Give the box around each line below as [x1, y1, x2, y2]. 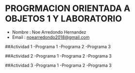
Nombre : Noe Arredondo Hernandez [12, 29, 86, 35]
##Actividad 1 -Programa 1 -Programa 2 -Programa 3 [5, 44, 111, 49]
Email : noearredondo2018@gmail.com [12, 34, 90, 40]
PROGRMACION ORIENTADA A [5, 3, 131, 14]
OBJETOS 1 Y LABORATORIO [5, 13, 122, 24]
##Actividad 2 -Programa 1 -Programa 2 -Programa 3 [5, 53, 112, 58]
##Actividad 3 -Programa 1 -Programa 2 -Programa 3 [5, 62, 112, 68]
